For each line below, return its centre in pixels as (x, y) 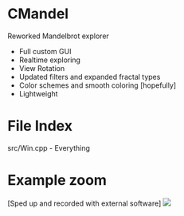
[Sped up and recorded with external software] (84, 203)
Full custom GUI (45, 51)
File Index (40, 126)
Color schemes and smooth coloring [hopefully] (98, 85)
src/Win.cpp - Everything (49, 147)
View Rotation (42, 68)
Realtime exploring (50, 60)
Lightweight (38, 93)
